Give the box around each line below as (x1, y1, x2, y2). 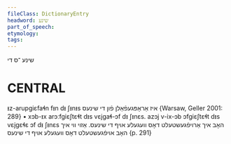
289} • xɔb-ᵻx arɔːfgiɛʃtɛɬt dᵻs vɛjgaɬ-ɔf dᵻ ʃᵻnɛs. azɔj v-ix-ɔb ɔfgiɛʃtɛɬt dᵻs (7, 112, 220, 121)
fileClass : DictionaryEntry (7, 10, 90, 18)
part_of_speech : (7, 23, 55, 30)
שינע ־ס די (7, 55, 34, 64)
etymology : (7, 30, 39, 37)
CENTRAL (7, 80, 66, 96)
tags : (7, 37, 23, 44)
